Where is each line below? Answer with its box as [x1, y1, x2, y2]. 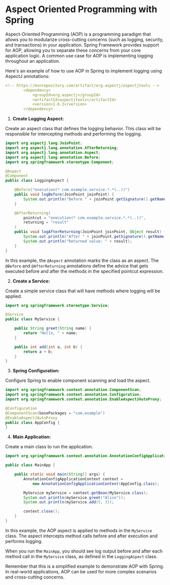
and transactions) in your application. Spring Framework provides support [5, 42, 159, 48]
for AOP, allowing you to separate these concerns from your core [5, 47, 141, 53]
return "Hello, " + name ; [23, 331, 78, 336]
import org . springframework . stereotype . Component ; [5, 160, 114, 165]
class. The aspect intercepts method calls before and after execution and [5, 533, 158, 539]
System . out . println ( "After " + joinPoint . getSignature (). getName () [23, 234, 168, 239]
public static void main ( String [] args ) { [14, 472, 105, 477]
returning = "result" [23, 220, 69, 225]
